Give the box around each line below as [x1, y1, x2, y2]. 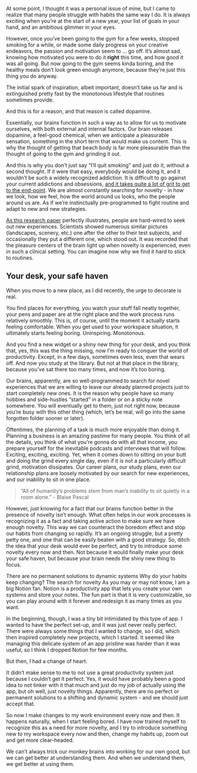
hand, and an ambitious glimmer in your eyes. [6, 23, 116, 31]
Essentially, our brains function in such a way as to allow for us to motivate [6, 119, 187, 126]
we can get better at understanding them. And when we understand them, [6, 754, 186, 761]
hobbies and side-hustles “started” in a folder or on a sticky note [6, 396, 163, 403]
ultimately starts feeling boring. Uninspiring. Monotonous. [6, 329, 146, 337]
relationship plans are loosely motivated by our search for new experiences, [6, 469, 190, 476]
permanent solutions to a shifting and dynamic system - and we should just [6, 694, 188, 701]
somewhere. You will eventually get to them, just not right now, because [6, 402, 181, 409]
